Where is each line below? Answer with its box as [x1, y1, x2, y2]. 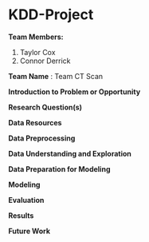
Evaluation [8, 195, 45, 204]
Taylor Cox [19, 47, 56, 57]
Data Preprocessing [8, 133, 76, 143]
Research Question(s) [8, 102, 82, 112]
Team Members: [8, 32, 64, 42]
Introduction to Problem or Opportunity [8, 86, 141, 97]
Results [8, 210, 34, 220]
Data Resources [8, 117, 62, 127]
